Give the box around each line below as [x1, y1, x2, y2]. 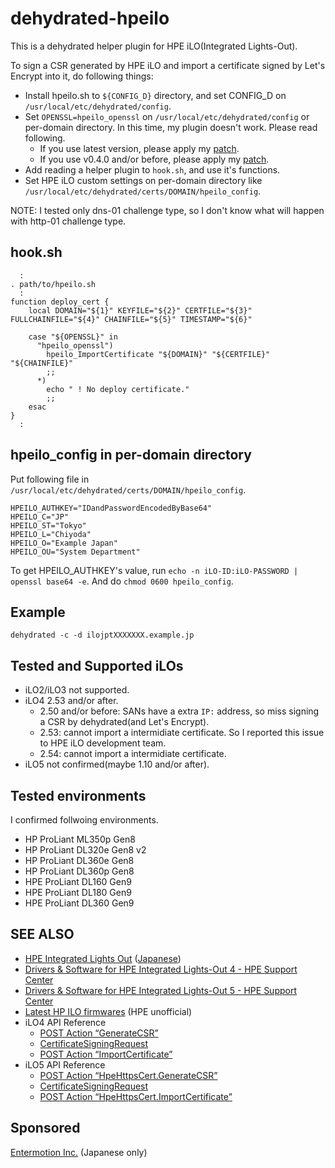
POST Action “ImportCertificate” [39, 1048, 173, 1060]
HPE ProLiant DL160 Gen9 [24, 876, 132, 887]
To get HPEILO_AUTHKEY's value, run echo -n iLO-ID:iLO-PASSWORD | [10, 564, 299, 576]
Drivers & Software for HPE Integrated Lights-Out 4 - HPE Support [24, 963, 298, 975]
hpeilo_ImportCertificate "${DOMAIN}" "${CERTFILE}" [46, 349, 271, 359]
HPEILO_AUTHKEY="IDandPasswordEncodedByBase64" [10, 503, 213, 513]
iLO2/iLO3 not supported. [24, 684, 130, 696]
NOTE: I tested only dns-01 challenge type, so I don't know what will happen [10, 204, 325, 216]
